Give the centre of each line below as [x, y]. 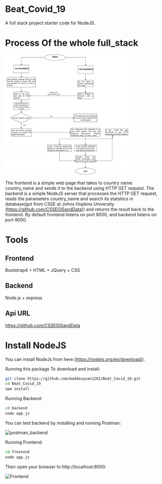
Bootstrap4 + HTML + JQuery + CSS [43, 270]
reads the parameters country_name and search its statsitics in [69, 199]
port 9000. [16, 220]
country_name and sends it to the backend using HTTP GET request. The [80, 188]
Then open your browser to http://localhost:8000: [56, 467]
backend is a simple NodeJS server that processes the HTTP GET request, [81, 193]
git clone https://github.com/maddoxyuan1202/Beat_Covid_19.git [73, 379]
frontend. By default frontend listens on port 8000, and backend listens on [81, 214]
